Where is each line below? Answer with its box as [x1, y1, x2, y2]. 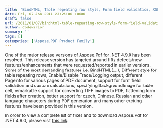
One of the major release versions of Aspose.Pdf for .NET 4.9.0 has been [5, 52, 151, 57]
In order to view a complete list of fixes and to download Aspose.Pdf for [5, 112, 149, 118]
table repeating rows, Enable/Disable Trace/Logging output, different [5, 72, 143, 78]
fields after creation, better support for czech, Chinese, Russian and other [5, 93, 153, 99]
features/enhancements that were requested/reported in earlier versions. [5, 62, 151, 68]
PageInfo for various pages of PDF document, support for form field [5, 77, 141, 83]
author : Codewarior [5, 25, 45, 30]
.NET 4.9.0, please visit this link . [5, 117, 69, 123]
